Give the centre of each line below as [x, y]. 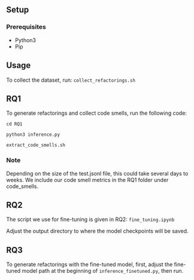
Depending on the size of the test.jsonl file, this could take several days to [97, 173]
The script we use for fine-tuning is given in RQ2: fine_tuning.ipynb [90, 219]
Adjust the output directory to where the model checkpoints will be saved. [97, 231]
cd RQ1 [14, 124]
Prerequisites [26, 27]
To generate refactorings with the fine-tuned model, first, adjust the [90, 264]
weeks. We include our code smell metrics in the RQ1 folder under [87, 180]
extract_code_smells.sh [36, 145]
